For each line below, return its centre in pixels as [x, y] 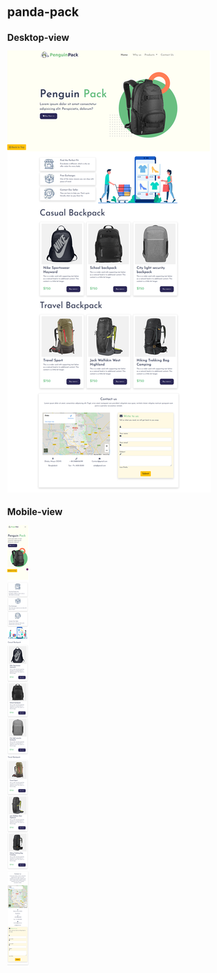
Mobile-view [35, 512]
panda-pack [43, 12]
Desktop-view [38, 38]
